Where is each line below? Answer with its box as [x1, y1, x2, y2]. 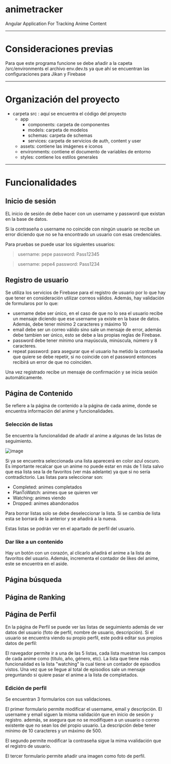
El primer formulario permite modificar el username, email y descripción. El [5, 706, 162, 712]
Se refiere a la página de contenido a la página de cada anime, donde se [5, 403, 157, 409]
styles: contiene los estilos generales [20, 154, 98, 160]
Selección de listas [5, 421, 53, 428]
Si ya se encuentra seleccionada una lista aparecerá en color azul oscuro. [5, 457, 160, 464]
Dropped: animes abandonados [12, 500, 79, 506]
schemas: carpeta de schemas [27, 132, 93, 138]
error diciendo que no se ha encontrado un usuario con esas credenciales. [5, 231, 162, 237]
